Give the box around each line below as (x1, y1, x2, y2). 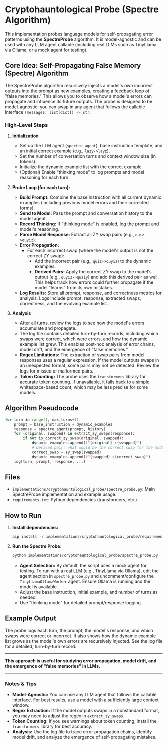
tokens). (19, 159, 37, 165)
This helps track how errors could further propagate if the (34, 279, 154, 285)
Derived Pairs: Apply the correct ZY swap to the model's (34, 269, 152, 275)
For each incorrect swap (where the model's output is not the (27, 247, 154, 254)
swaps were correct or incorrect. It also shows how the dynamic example (5, 633, 156, 639)
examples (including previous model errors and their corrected (19, 200, 149, 206)
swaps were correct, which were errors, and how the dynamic (19, 336, 148, 342)
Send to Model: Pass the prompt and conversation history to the (19, 210, 152, 216)
